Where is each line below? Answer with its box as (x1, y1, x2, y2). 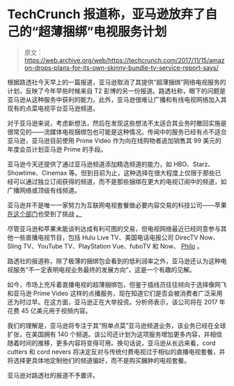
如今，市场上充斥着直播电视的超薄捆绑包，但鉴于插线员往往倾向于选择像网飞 (7, 280, 227, 288)
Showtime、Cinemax (7, 168, 68, 177)
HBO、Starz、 (173, 160, 214, 168)
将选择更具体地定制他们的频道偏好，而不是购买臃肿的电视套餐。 (7, 356, 190, 364)
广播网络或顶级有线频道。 (7, 186, 81, 194)
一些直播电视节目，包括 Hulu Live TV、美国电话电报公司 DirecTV (13, 233, 198, 242)
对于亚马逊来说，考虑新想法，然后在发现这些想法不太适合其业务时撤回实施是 (7, 119, 227, 127)
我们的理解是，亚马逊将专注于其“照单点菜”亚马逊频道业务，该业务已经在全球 (7, 321, 226, 329)
